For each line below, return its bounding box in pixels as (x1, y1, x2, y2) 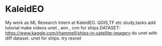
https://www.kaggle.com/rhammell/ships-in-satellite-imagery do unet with (5, 30, 158, 36)
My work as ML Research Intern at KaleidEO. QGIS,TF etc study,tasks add (5, 20, 156, 25)
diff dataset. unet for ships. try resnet (5, 35, 81, 41)
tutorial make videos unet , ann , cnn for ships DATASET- (5, 24, 121, 30)
